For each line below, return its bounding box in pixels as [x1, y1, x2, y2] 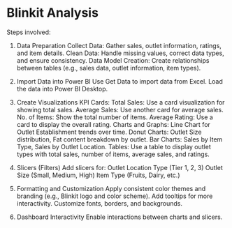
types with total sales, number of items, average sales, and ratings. [16, 150, 210, 158]
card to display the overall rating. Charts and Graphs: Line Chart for [16, 120, 211, 128]
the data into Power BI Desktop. [16, 84, 108, 93]
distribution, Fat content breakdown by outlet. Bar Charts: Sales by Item [16, 135, 223, 144]
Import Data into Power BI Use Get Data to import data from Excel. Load [16, 77, 223, 85]
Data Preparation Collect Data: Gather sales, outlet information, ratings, [16, 41, 222, 50]
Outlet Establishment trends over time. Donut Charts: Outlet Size [16, 128, 202, 136]
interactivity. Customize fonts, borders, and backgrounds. [16, 199, 183, 207]
